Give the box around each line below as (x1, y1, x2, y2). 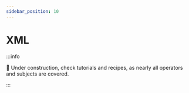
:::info (6, 53, 20, 60)
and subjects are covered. (6, 70, 69, 77)
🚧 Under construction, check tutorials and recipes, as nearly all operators (6, 64, 183, 71)
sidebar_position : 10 (6, 8, 59, 15)
